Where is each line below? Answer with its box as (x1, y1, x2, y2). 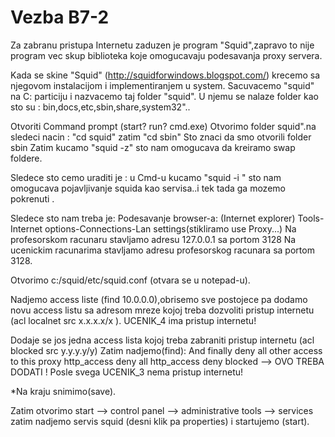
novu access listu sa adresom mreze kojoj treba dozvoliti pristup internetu (10, 304, 315, 316)
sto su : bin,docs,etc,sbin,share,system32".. (10, 101, 191, 113)
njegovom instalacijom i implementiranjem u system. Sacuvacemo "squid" (10, 79, 315, 91)
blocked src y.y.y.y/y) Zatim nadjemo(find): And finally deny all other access (10, 344, 323, 356)
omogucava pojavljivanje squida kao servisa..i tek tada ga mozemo (10, 182, 286, 194)
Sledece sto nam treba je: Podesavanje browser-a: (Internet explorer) (10, 212, 296, 224)
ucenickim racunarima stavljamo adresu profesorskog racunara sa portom (10, 244, 315, 256)
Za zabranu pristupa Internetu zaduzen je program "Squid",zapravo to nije (10, 39, 315, 51)
